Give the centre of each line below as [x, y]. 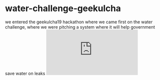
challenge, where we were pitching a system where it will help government [80, 27]
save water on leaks [25, 73]
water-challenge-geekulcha [63, 8]
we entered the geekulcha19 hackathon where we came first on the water [79, 22]
